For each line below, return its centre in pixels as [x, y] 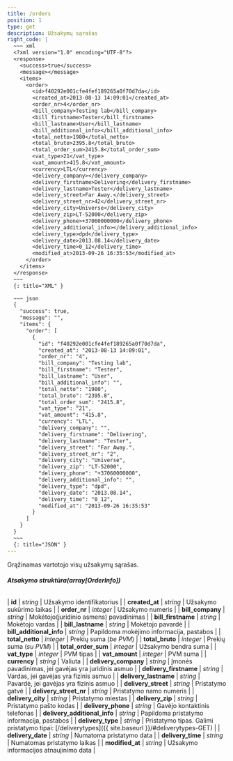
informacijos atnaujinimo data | [51, 750]
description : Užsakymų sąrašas [53, 33]
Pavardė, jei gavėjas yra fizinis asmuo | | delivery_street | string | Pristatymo [117, 683]
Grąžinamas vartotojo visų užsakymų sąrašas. [73, 564]
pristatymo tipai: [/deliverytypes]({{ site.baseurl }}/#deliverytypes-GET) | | [114, 728]
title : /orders [29, 14]
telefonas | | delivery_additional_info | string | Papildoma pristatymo [105, 713]
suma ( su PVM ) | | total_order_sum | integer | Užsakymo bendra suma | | [112, 646]
